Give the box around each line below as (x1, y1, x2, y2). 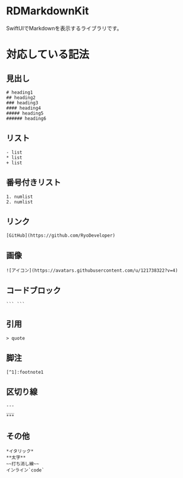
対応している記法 (6, 48, 90, 61)
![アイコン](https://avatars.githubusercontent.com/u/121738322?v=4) (6, 268, 178, 274)
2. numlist (6, 198, 33, 205)
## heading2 (6, 94, 36, 101)
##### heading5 (6, 110, 44, 116)
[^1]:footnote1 (6, 369, 44, 375)
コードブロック (6, 285, 61, 296)
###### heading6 (6, 115, 46, 122)
